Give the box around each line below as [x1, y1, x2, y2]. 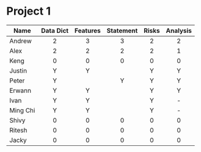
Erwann [9, 86, 32, 95]
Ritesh [9, 126, 27, 134]
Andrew [9, 37, 32, 45]
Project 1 [6, 4, 51, 18]
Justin [9, 66, 27, 74]
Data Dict [40, 26, 69, 35]
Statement [106, 26, 138, 35]
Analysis [166, 26, 192, 35]
